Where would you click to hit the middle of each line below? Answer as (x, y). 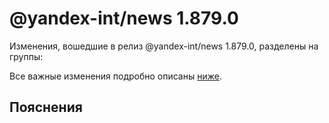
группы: (26, 56)
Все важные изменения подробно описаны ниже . (115, 76)
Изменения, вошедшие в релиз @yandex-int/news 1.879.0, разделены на (164, 46)
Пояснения (46, 107)
